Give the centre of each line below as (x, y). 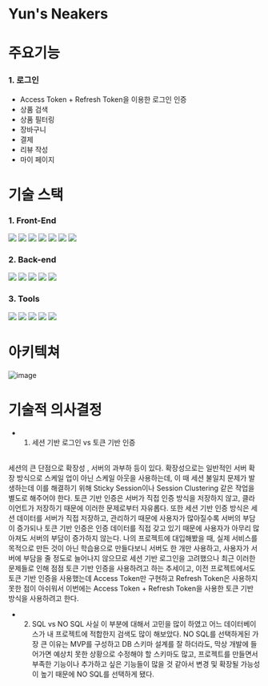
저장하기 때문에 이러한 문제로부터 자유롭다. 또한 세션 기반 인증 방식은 (142, 508)
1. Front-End (32, 220)
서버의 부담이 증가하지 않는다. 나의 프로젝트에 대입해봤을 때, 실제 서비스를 (144, 538)
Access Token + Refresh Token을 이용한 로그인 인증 (103, 99)
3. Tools (24, 299)
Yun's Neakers (58, 14)
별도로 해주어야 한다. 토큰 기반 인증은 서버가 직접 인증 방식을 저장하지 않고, (124, 497)
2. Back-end (32, 260)
